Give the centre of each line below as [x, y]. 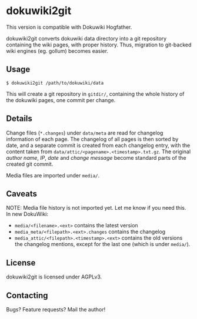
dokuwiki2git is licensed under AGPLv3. [54, 277]
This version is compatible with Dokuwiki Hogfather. [69, 27]
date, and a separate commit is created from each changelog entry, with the [98, 145]
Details [19, 119]
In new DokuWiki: [27, 214]
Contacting [27, 295]
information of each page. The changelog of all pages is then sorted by [92, 139]
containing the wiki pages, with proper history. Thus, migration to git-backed [99, 45]
